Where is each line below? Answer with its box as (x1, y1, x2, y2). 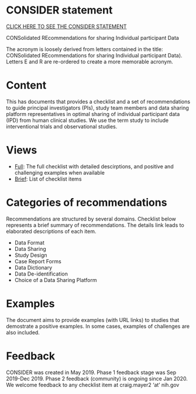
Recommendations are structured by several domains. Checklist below (6, 215, 177, 222)
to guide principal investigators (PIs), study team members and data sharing (6, 104, 189, 111)
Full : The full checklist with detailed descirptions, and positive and (14, 162, 174, 170)
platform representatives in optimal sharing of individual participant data (6, 110, 180, 117)
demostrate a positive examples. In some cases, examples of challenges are (6, 322, 190, 330)
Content (6, 79, 47, 92)
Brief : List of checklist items (14, 175, 82, 182)
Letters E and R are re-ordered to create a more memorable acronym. (6, 58, 174, 65)
